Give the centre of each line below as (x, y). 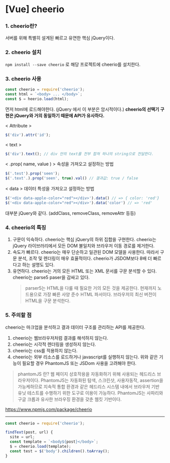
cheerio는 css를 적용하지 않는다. (45, 350)
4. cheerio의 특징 (26, 227)
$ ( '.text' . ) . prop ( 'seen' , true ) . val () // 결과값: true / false (72, 178)
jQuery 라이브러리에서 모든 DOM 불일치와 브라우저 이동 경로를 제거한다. (83, 246)
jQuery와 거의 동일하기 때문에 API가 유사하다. (59, 115)
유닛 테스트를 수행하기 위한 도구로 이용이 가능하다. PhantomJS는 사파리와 (90, 393)
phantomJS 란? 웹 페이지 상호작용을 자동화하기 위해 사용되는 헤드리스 (87, 374)
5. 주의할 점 (18, 315)
